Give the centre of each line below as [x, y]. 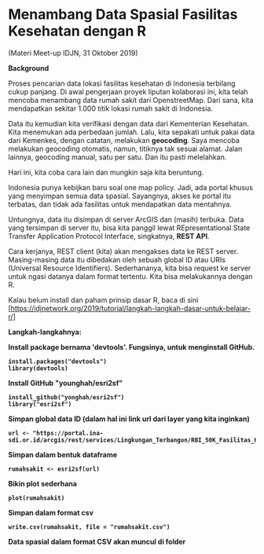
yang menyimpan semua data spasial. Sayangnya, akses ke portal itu [120, 196]
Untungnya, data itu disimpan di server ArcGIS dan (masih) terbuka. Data [126, 219]
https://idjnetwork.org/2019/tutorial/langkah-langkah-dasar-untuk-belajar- [131, 308]
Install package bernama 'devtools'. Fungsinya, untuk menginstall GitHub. [132, 347]
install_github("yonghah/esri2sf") [66, 397]
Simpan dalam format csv [51, 512]
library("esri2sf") [40, 404]
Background [29, 68]
